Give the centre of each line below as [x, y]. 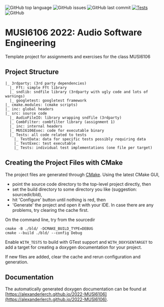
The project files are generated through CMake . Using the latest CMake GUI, [82, 175]
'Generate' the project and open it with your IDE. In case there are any [83, 205]
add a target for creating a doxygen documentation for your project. [74, 247]
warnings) [15, 96]
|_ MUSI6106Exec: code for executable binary [57, 130]
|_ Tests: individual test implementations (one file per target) [83, 148]
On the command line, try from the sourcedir [50, 219]
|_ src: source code [26, 113]
